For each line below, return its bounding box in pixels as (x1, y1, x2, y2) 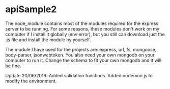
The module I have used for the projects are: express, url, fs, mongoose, (5, 46, 157, 52)
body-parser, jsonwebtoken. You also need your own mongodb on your (5, 52, 155, 58)
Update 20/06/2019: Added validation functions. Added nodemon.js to (5, 72, 153, 78)
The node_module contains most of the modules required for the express (5, 20, 159, 26)
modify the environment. (5, 78, 57, 84)
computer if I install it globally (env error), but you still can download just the (5, 31, 165, 37)
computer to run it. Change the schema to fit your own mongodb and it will (5, 57, 162, 63)
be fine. (5, 63, 21, 69)
